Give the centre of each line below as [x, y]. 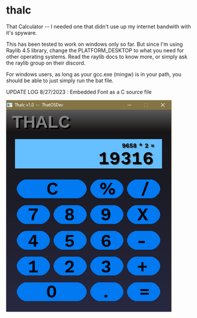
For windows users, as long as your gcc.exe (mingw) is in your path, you [94, 74]
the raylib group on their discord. [46, 63]
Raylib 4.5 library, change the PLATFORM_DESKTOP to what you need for [95, 50]
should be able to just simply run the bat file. [60, 81]
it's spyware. [21, 32]
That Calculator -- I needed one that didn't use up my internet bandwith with [98, 26]
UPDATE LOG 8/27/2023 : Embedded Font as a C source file [79, 92]
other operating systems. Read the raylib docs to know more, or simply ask [97, 56]
